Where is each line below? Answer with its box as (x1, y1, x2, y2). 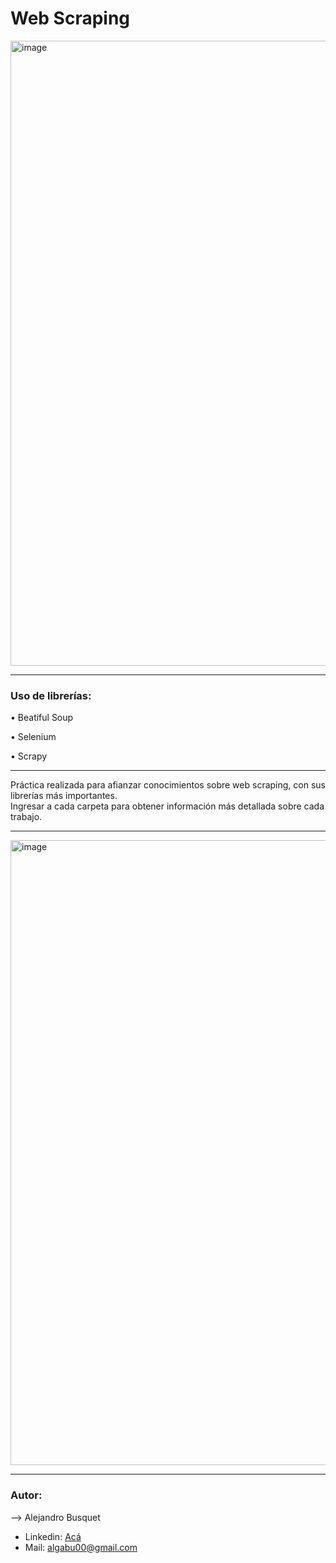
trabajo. (10, 811, 43, 823)
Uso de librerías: (10, 688, 92, 702)
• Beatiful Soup (10, 712, 74, 724)
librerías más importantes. (10, 790, 118, 802)
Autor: (10, 1488, 43, 1502)
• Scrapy (10, 750, 48, 762)
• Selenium (10, 731, 57, 743)
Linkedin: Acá (24, 1530, 82, 1542)
